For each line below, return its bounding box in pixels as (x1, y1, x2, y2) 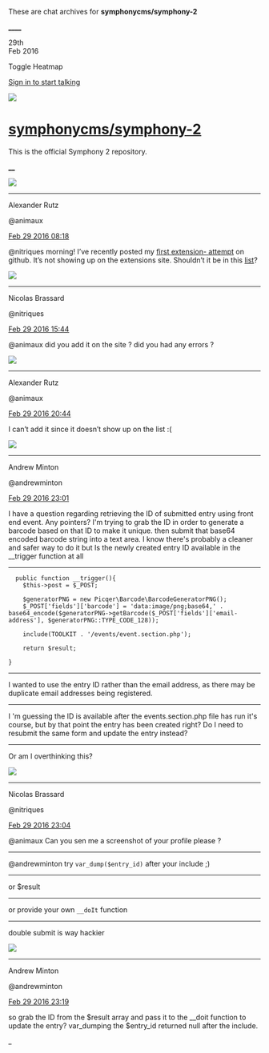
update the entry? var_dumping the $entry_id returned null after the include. (8, 1020, 259, 1031)
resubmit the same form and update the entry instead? (8, 728, 188, 738)
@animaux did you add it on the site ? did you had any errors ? (8, 339, 215, 349)
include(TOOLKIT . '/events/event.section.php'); (22, 630, 192, 639)
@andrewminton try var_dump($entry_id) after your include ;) (8, 859, 211, 868)
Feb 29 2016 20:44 (8, 408, 71, 418)
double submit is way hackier (8, 927, 106, 937)
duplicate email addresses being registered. (8, 688, 154, 698)
